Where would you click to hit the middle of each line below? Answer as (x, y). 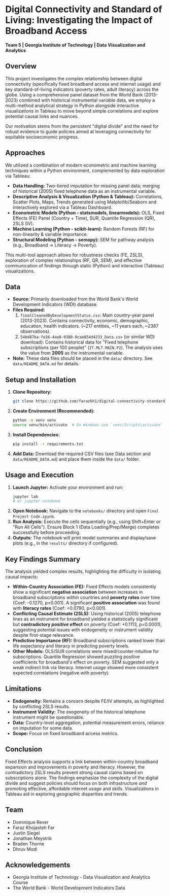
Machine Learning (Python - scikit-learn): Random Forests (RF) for (83, 229)
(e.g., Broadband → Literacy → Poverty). (55, 245)
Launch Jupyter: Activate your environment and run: (68, 487)
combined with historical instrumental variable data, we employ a (87, 100)
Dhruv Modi (25, 849)
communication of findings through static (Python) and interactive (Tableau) (84, 265)
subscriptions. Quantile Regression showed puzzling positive (76, 657)
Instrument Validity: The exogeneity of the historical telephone (79, 712)
